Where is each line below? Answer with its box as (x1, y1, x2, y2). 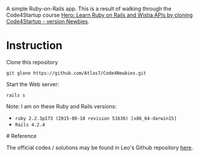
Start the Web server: (6, 80, 60, 87)
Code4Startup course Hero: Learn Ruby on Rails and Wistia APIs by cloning (6, 11, 193, 19)
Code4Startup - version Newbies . (6, 18, 90, 25)
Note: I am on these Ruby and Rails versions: (6, 102, 117, 110)
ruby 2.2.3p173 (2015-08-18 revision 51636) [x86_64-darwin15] (14, 115, 177, 122)
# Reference (6, 132, 37, 140)
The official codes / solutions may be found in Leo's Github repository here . (6, 144, 194, 151)
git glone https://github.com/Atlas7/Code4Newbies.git (6, 70, 147, 76)
